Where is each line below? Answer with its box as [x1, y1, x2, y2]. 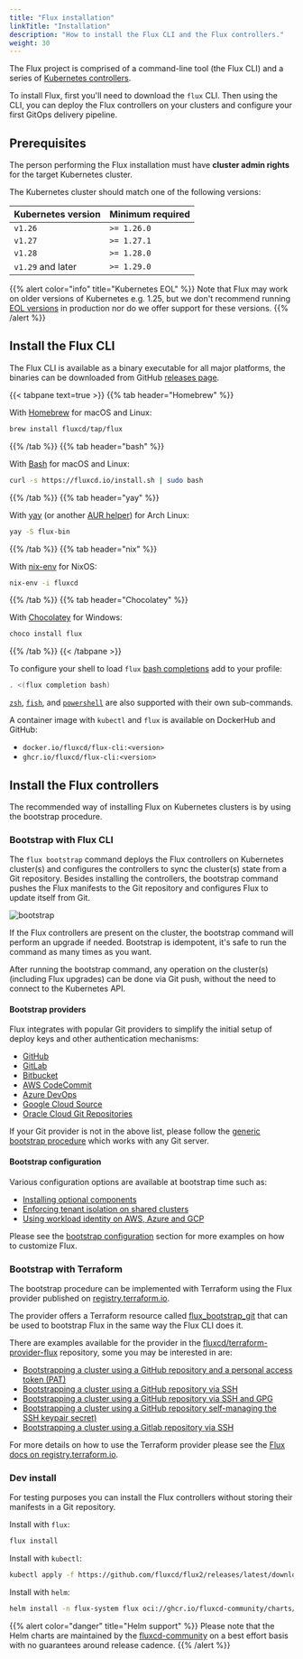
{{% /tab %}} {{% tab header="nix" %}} [9, 543, 158, 554]
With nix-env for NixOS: [9, 561, 97, 571]
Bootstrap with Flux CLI [9, 833, 114, 846]
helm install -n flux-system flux [9, 1604, 140, 1613]
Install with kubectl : [9, 1553, 83, 1564]
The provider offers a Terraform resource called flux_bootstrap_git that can [9, 1310, 289, 1321]
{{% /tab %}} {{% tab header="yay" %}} [9, 492, 160, 503]
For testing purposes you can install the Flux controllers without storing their [9, 1492, 293, 1503]
